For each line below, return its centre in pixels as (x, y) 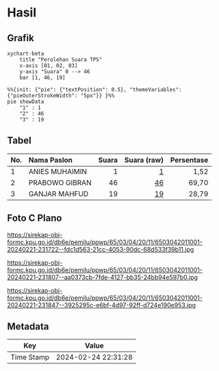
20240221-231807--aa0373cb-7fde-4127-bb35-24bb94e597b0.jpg (103, 277)
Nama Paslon (51, 160)
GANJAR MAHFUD (59, 193)
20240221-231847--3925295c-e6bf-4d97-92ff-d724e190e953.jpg (102, 305)
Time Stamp (30, 357)
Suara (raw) (144, 160)
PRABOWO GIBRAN (60, 182)
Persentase (189, 160)
